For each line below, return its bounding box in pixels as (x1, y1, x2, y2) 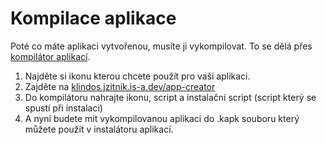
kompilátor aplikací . (10, 50, 91, 62)
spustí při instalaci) (24, 102, 103, 114)
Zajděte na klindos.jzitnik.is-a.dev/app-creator (24, 80, 216, 92)
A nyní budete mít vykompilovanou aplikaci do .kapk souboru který (24, 112, 300, 124)
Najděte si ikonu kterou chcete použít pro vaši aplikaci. (24, 70, 251, 82)
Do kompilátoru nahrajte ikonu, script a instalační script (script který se (24, 91, 317, 103)
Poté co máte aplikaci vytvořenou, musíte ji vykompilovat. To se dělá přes (10, 40, 313, 52)
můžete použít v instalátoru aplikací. (24, 123, 174, 135)
